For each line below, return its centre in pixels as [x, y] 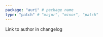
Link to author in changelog [34, 29]
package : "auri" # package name [39, 10]
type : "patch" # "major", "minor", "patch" [52, 15]
